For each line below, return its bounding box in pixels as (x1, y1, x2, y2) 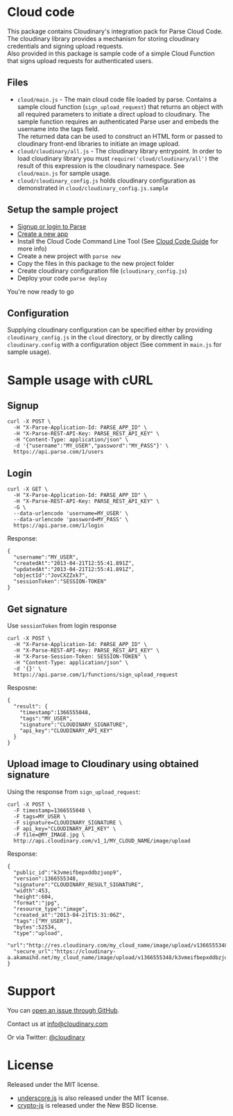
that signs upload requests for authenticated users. (7, 56, 154, 65)
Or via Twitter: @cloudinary (7, 1033, 85, 1041)
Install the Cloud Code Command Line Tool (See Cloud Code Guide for (17, 237, 218, 245)
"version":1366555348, (13, 875, 79, 882)
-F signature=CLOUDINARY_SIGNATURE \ (13, 819, 123, 826)
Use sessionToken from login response (7, 622, 116, 629)
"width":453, (13, 887, 51, 894)
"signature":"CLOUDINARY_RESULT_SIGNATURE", (13, 881, 144, 888)
